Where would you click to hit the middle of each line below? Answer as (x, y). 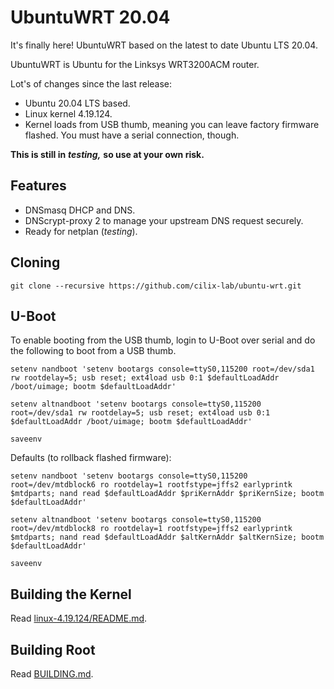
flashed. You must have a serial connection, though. (132, 135)
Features (38, 186)
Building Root (53, 649)
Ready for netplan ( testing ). (81, 231)
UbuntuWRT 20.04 (90, 17)
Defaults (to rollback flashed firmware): (91, 458)
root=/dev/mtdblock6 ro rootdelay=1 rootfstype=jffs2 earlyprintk (151, 485)
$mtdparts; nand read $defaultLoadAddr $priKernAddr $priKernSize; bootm (167, 494)
